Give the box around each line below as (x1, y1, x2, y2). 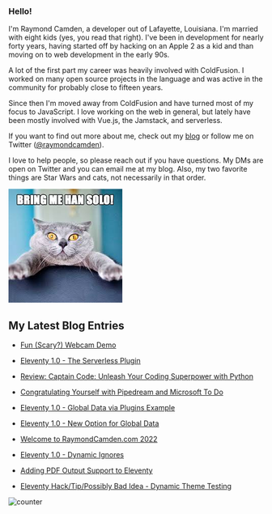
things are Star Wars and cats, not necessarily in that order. (8, 172, 206, 183)
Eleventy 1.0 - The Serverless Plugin (19, 356, 142, 366)
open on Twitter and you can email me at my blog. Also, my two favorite (8, 164, 248, 174)
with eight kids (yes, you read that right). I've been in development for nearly (8, 32, 265, 42)
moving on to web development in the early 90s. (8, 50, 170, 60)
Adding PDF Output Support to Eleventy (19, 465, 153, 475)
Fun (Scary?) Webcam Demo (19, 340, 117, 350)
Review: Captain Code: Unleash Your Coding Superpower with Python (19, 372, 253, 381)
